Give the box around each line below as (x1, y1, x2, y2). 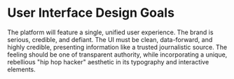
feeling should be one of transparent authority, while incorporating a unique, (7, 50, 228, 59)
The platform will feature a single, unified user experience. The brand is (7, 28, 214, 36)
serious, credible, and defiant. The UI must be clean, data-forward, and (7, 35, 213, 43)
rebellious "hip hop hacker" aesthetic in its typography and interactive (7, 57, 209, 66)
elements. (7, 65, 36, 73)
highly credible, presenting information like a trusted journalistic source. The (7, 43, 228, 51)
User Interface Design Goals (7, 5, 175, 21)
